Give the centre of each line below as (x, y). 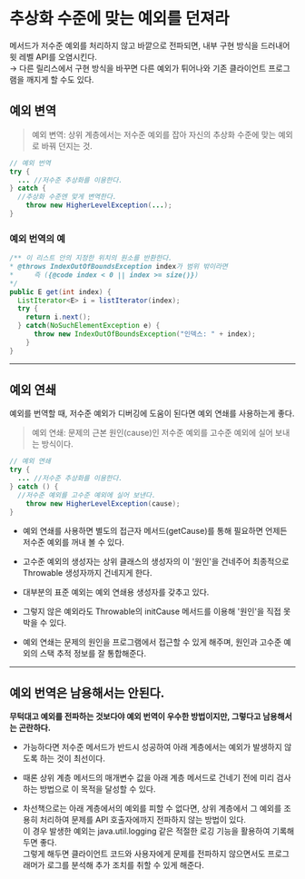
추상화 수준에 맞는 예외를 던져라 (119, 19)
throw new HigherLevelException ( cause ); (103, 504)
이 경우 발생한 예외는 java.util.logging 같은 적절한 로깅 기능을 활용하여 (146, 831)
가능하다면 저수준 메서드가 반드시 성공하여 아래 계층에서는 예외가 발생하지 (152, 747)
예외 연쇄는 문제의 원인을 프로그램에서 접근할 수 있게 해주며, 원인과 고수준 (152, 642)
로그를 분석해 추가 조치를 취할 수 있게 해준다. (125, 865)
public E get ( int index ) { (60, 291)
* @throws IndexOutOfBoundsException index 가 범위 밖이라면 (119, 267)
